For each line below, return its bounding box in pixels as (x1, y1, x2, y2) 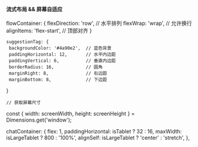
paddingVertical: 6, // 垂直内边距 (8, 58, 116, 64)
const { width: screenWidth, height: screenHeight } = (6, 110, 135, 117)
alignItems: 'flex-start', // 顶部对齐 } (6, 27, 92, 34)
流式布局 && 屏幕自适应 (6, 5, 63, 12)
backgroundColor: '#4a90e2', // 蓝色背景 (8, 45, 111, 52)
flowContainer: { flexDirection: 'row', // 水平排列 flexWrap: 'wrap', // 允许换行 (6, 20, 192, 27)
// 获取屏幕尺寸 (6, 100, 41, 106)
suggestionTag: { (6, 39, 49, 45)
